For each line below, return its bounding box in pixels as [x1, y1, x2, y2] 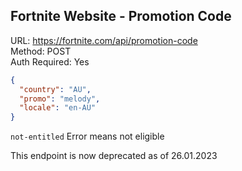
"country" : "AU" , [19, 84, 92, 94]
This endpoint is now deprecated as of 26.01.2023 [10, 150, 218, 162]
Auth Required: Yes [10, 55, 90, 68]
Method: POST [10, 45, 72, 57]
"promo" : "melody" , [19, 94, 101, 104]
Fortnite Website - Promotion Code [10, 8, 232, 25]
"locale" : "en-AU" [19, 103, 97, 113]
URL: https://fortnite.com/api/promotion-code [10, 34, 198, 46]
